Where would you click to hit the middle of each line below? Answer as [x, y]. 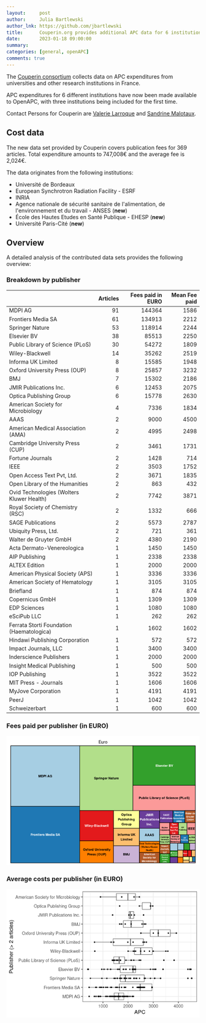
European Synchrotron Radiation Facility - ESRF [75, 191]
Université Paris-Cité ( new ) [50, 224]
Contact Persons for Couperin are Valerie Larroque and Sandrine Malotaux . [101, 113]
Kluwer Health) [28, 499]
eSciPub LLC [25, 617]
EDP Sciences [27, 608]
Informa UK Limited [33, 362]
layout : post [29, 13]
